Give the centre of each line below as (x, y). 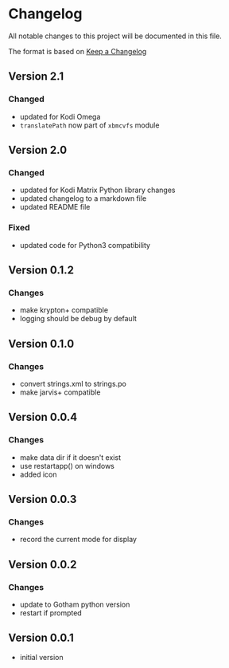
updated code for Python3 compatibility (85, 245)
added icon (38, 474)
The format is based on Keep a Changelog (78, 51)
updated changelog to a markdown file (83, 198)
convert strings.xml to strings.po (73, 383)
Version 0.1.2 (41, 270)
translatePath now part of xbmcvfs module (89, 125)
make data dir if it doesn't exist (70, 457)
